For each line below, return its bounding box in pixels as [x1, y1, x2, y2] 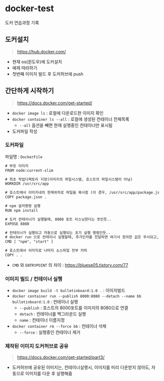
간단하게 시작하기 [5, 86, 54, 95]
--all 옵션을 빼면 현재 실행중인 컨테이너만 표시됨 [19, 122, 113, 128]
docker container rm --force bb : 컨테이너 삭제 [12, 323, 106, 329]
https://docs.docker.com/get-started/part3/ [17, 354, 105, 360]
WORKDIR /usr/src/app [5, 181, 49, 186]
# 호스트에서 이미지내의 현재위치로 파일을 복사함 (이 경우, [5, 190, 107, 195]
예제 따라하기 [12, 64, 38, 71]
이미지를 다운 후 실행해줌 [25, 370, 72, 376]
